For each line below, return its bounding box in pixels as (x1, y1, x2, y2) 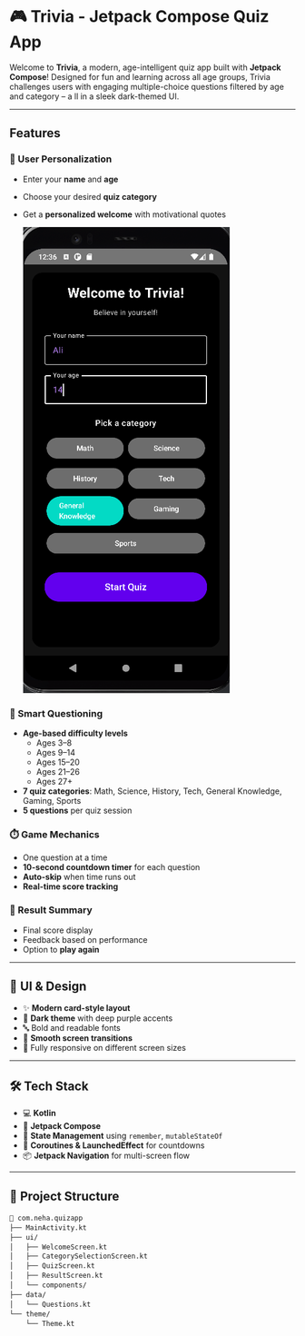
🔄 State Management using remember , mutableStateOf (22, 1131, 223, 1142)
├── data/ (9, 1290, 47, 1299)
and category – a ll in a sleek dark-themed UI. (9, 91, 180, 102)
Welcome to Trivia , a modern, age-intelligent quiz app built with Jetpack (9, 62, 281, 73)
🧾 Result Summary (9, 904, 93, 916)
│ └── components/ (9, 1281, 88, 1290)
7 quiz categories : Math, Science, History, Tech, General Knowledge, (22, 786, 282, 797)
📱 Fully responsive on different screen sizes (22, 1043, 186, 1054)
